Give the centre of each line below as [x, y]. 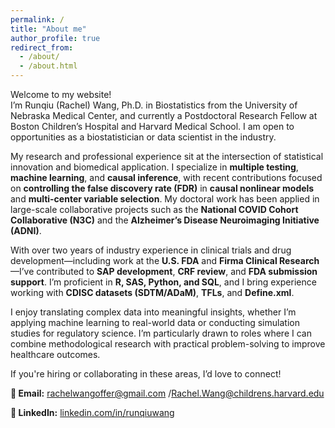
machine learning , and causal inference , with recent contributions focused [166, 177]
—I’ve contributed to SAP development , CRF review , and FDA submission [164, 271]
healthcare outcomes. [55, 354]
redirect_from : [42, 47]
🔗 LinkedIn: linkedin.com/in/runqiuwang [92, 412]
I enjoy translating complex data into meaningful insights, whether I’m [153, 312]
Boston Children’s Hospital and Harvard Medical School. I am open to [152, 126]
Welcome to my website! [61, 94]
